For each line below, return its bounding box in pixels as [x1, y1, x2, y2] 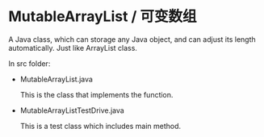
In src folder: [8, 58, 51, 68]
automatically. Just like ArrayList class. [8, 43, 137, 52]
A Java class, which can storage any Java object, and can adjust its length [8, 34, 256, 44]
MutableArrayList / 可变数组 [8, 7, 197, 26]
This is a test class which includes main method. [19, 121, 182, 131]
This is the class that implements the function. [19, 89, 174, 99]
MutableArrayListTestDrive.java [19, 106, 125, 115]
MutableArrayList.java [19, 74, 93, 84]
